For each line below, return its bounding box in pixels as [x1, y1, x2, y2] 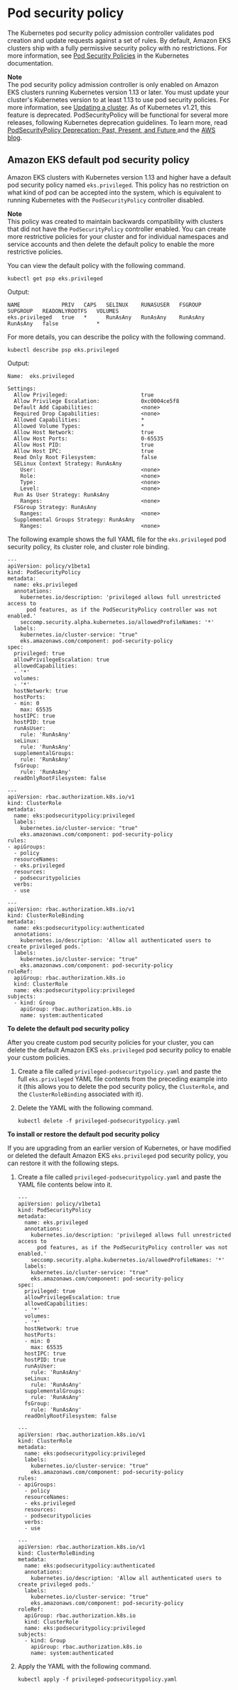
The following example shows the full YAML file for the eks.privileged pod [7, 535, 227, 543]
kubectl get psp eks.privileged [7, 275, 103, 282]
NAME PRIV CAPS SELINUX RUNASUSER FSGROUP [7, 301, 202, 308]
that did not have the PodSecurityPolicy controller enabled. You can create [7, 225, 226, 233]
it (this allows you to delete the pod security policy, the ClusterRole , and [17, 1082, 229, 1090]
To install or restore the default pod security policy [7, 1130, 160, 1138]
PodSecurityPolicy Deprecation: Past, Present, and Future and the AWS [7, 126, 216, 134]
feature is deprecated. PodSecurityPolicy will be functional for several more [7, 111, 229, 119]
